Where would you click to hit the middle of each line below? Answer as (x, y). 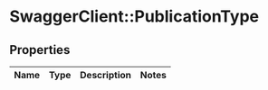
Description (105, 75)
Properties (40, 50)
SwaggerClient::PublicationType (134, 17)
